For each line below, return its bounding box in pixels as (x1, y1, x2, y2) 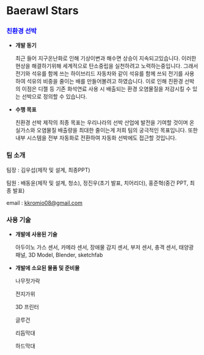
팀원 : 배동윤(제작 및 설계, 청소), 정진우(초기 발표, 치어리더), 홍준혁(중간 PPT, (6, 179, 189, 187)
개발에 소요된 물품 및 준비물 (15, 264, 80, 272)
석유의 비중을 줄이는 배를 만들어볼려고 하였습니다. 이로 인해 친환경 (26, 78, 183, 85)
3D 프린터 (15, 304, 40, 311)
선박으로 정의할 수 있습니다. (21, 93, 87, 100)
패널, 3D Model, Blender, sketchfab (15, 252, 103, 259)
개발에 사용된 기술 (15, 231, 58, 238)
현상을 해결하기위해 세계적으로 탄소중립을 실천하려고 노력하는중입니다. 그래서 (15, 62, 199, 70)
